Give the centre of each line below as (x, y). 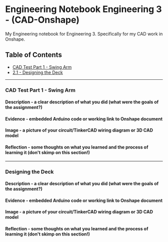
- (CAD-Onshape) (42, 20)
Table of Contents (34, 55)
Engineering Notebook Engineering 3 (83, 9)
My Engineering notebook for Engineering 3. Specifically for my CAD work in (84, 34)
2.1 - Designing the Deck (38, 72)
